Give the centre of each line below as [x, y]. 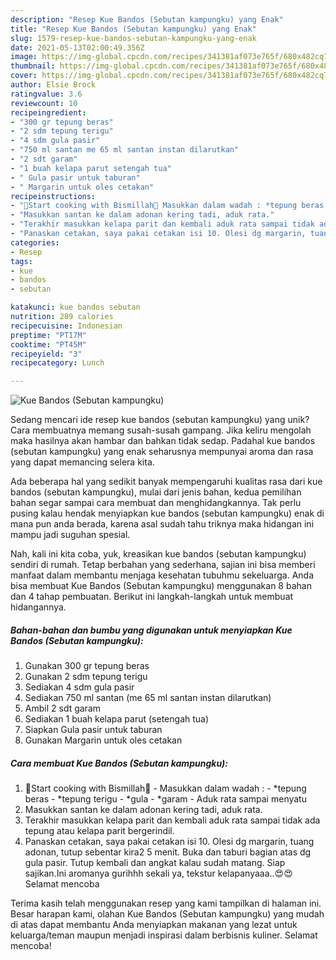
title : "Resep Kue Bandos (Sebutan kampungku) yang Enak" [133, 29]
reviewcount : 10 [44, 103]
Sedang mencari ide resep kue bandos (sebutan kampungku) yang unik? [160, 420]
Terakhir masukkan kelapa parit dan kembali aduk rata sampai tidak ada [172, 820]
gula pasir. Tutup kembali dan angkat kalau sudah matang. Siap [155, 863]
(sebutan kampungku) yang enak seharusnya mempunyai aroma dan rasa [162, 452]
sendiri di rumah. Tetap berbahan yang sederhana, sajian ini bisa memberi [163, 565]
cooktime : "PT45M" [48, 344]
